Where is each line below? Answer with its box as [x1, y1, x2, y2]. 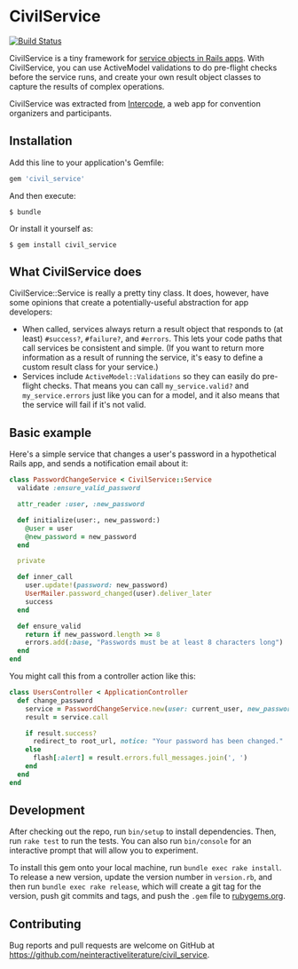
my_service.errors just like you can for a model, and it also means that [21, 390, 280, 401]
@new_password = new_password [25, 532, 137, 541]
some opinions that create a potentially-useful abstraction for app [9, 298, 249, 308]
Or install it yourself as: [9, 223, 93, 234]
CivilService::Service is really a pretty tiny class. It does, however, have [9, 288, 269, 298]
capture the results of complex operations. [9, 81, 165, 91]
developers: [9, 306, 53, 317]
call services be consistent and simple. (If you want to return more [21, 343, 264, 353]
